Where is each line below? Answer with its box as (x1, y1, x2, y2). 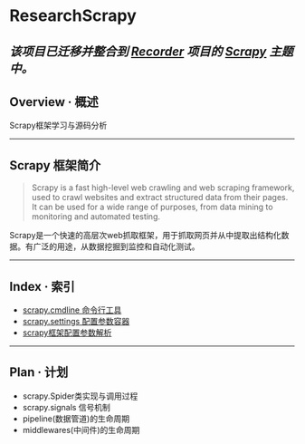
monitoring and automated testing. (31, 211, 161, 222)
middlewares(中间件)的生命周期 (22, 424, 140, 435)
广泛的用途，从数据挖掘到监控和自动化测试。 (33, 241, 200, 252)
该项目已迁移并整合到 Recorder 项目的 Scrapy (9, 43, 267, 59)
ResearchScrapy (9, 5, 138, 26)
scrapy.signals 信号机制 (22, 401, 111, 412)
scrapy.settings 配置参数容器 (22, 316, 130, 327)
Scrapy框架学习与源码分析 (9, 120, 108, 131)
